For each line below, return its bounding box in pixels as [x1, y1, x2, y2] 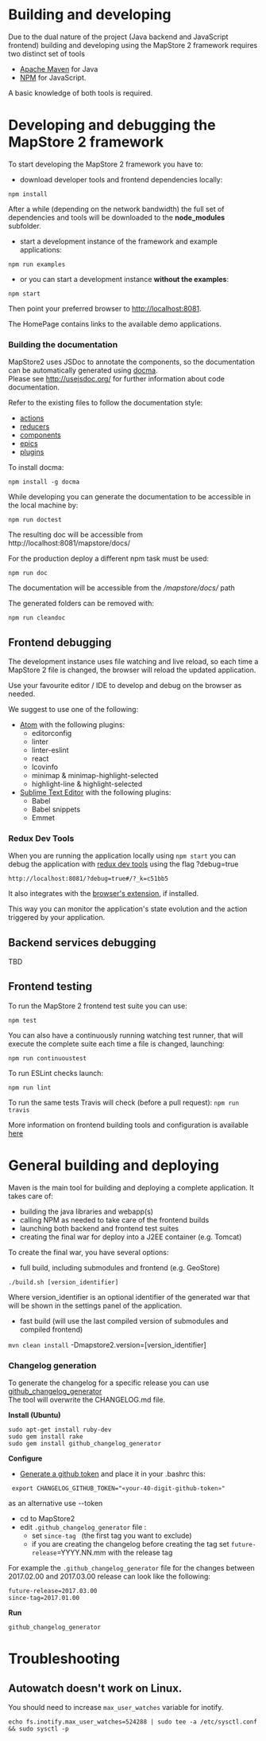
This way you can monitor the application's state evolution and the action [8, 904, 248, 914]
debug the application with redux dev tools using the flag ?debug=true [8, 859, 239, 869]
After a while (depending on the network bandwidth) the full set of [8, 204, 225, 213]
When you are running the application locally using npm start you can [8, 851, 237, 861]
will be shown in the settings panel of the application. [8, 1301, 183, 1310]
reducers [19, 422, 50, 432]
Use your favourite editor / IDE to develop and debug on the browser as [8, 680, 242, 690]
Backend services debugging [8, 936, 156, 949]
